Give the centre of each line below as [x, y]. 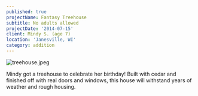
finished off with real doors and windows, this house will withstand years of [99, 80]
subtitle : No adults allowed [42, 23]
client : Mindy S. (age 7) [38, 34]
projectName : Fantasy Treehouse [46, 17]
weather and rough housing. [41, 86]
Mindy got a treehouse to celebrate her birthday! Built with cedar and [91, 74]
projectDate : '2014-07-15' [40, 28]
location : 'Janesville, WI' [41, 40]
